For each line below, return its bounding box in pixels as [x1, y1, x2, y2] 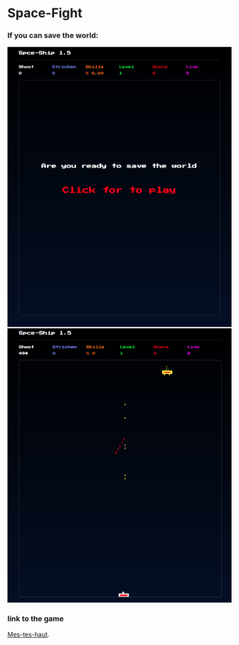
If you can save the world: [7, 31, 99, 41]
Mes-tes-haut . [7, 630, 50, 639]
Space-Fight [7, 5, 83, 21]
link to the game [7, 614, 64, 624]
